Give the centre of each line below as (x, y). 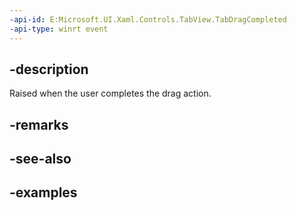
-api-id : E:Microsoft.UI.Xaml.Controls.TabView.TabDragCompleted (148, 19)
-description (49, 69)
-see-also (40, 159)
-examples (43, 192)
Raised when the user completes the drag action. (110, 93)
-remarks (39, 124)
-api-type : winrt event (59, 29)
